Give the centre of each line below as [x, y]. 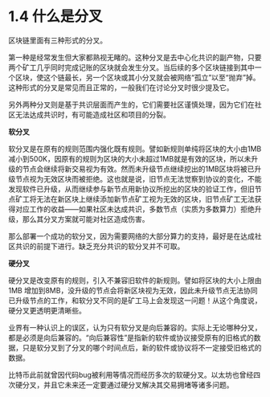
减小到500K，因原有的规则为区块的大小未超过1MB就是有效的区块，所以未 [130, 158]
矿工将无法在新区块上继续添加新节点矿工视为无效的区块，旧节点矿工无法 [135, 198]
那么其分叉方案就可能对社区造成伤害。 [86, 219]
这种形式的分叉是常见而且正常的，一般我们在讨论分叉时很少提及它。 [121, 87]
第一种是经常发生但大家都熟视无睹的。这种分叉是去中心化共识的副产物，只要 [135, 57]
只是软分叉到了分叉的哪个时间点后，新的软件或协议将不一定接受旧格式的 [142, 347]
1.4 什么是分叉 [55, 16]
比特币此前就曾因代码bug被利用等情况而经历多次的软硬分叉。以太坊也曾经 [131, 374]
